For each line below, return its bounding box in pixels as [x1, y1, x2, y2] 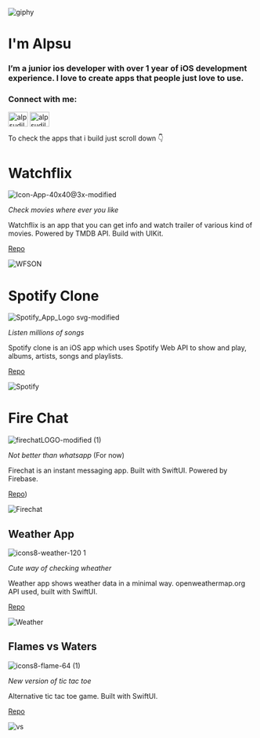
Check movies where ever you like [8, 205, 119, 215]
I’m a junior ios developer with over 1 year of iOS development [8, 63, 247, 74]
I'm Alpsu [8, 35, 72, 53]
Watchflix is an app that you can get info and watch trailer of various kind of [8, 221, 253, 230]
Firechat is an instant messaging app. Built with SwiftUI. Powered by [8, 466, 228, 475]
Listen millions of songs [8, 328, 85, 338]
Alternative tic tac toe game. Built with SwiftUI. [8, 691, 158, 700]
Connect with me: [8, 94, 78, 105]
